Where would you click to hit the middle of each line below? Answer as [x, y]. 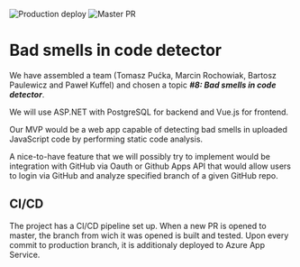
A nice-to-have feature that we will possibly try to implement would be [140, 156]
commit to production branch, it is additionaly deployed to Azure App [137, 244]
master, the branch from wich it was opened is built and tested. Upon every [149, 235]
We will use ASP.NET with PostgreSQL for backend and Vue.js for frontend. [149, 112]
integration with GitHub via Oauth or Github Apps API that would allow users [150, 166]
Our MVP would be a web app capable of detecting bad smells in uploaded [149, 129]
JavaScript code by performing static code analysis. [106, 139]
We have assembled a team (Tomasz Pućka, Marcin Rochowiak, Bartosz [143, 75]
